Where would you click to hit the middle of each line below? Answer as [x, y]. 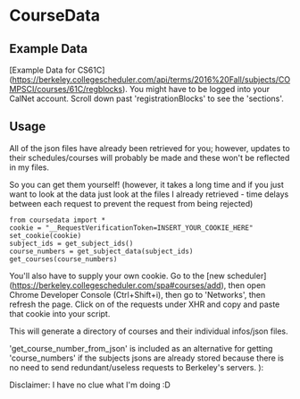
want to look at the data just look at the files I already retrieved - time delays [149, 194]
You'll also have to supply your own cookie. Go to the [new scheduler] [138, 276]
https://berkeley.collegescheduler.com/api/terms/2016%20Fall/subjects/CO [151, 80]
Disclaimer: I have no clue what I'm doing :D [90, 385]
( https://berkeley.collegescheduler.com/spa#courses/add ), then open [137, 285]
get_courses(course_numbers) [63, 259]
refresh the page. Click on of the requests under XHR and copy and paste [145, 304]
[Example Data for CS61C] [57, 70]
